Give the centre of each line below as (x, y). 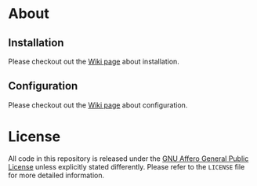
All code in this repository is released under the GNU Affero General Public (128, 159)
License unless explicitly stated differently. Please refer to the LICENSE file (127, 166)
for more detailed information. (56, 175)
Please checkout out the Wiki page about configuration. (98, 105)
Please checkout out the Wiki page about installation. (94, 61)
